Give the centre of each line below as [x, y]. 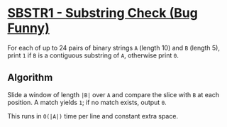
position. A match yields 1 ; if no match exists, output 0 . [87, 102]
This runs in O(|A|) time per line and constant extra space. [93, 116]
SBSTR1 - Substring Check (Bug [103, 13]
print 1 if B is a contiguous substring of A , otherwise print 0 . [93, 55]
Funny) [28, 28]
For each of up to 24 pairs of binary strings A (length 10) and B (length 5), [113, 48]
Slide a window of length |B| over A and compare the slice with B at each [113, 94]
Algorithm [30, 78]
